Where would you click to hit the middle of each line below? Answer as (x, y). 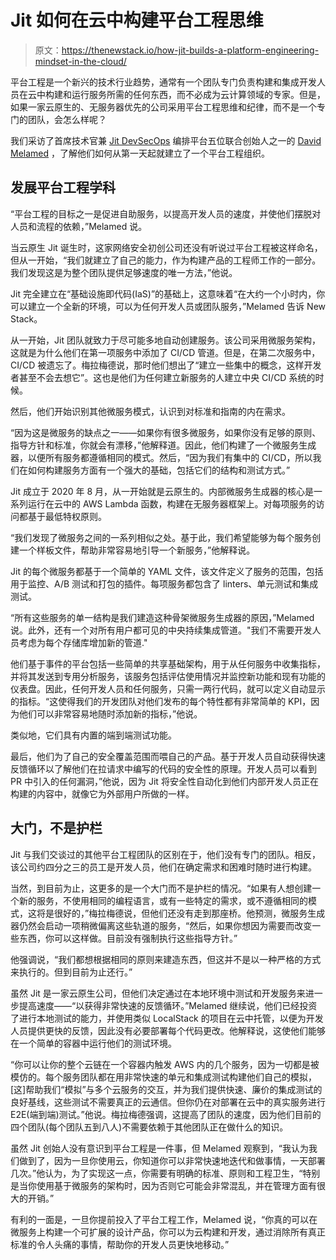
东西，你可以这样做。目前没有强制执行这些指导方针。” (128, 938)
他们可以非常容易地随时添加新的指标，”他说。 (110, 713)
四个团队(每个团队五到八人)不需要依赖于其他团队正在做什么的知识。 (149, 1127)
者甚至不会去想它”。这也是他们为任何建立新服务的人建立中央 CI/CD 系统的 (163, 377)
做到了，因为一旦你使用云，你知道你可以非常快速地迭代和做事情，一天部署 (172, 1160)
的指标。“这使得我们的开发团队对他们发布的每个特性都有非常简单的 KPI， (161, 701)
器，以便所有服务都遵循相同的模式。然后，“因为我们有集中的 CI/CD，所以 (161, 457)
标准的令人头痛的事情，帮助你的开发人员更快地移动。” (120, 1244)
